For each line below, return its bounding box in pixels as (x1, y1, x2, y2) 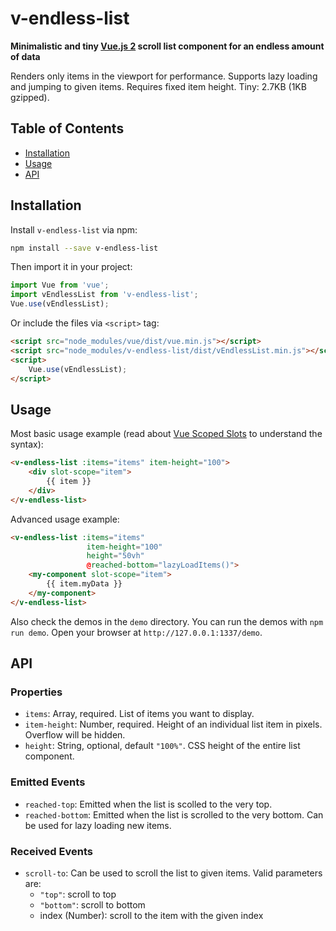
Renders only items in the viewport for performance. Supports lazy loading (10, 70, 318, 82)
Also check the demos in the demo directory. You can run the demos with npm (10, 615, 324, 627)
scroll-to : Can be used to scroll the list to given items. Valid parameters (24, 867, 323, 879)
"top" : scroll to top (39, 888, 117, 900)
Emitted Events (10, 775, 86, 789)
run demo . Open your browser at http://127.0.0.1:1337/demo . (10, 626, 263, 638)
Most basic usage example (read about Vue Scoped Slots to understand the (10, 428, 323, 440)
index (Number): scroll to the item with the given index (39, 909, 264, 921)
